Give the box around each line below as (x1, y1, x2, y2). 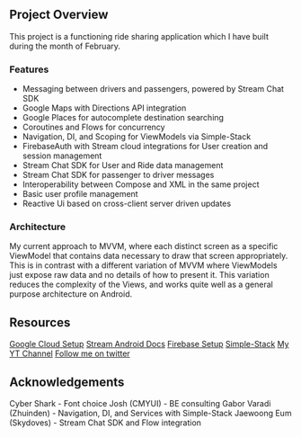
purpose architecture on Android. (9, 289, 133, 299)
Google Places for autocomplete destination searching (22, 112, 225, 123)
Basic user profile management (22, 189, 138, 200)
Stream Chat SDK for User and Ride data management (22, 160, 224, 171)
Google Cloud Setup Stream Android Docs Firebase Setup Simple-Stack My (9, 339, 289, 350)
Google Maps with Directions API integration (22, 103, 187, 113)
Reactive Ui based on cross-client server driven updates (22, 198, 232, 210)
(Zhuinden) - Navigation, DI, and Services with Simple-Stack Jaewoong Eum (9, 408, 292, 419)
